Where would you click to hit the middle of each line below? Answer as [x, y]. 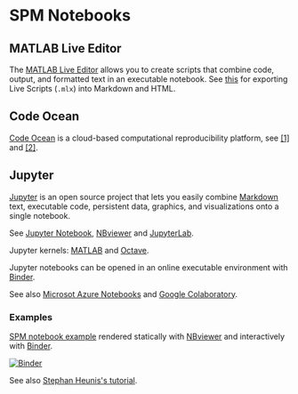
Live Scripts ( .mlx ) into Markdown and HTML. [93, 88]
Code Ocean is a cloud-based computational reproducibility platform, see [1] [149, 138]
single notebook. [40, 215]
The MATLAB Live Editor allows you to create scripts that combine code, [141, 69]
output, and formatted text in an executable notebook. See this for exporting [149, 79]
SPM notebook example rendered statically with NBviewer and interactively [147, 336]
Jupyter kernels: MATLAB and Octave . [79, 250]
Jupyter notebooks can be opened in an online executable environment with [149, 267]
